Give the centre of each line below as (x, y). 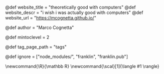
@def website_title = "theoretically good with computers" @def (71, 7)
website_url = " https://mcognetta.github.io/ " (51, 18)
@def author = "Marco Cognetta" (40, 27)
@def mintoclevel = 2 (27, 37)
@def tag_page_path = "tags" (36, 47)
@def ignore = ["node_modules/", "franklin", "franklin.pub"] (66, 56)
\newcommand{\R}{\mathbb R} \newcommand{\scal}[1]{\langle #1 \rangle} (82, 66)
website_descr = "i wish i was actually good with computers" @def (74, 12)
